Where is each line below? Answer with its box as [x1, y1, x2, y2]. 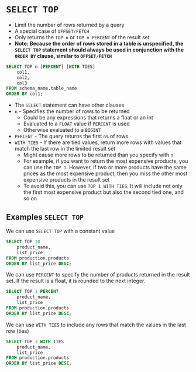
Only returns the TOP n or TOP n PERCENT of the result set [14, 33, 150, 40]
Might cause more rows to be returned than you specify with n [23, 151, 174, 159]
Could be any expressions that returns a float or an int [23, 114, 153, 121]
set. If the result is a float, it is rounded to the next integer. [6, 277, 146, 285]
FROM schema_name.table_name [6, 86, 77, 91]
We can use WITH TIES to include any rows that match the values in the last [6, 321, 186, 328]
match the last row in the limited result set [14, 145, 116, 152]
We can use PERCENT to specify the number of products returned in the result [6, 271, 190, 278]
